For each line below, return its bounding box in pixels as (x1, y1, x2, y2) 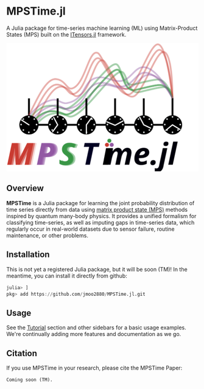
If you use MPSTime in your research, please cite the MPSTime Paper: (6, 364, 183, 372)
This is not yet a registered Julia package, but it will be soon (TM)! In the (6, 265, 188, 273)
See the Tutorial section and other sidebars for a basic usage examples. (6, 324, 187, 331)
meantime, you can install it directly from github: (6, 272, 128, 279)
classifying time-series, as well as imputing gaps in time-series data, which (6, 219, 195, 226)
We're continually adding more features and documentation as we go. (6, 331, 181, 338)
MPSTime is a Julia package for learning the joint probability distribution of (6, 199, 195, 206)
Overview (6, 183, 44, 194)
